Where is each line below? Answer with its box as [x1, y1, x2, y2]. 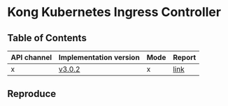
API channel [10, 53, 52, 62]
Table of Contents [7, 32, 87, 44]
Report [172, 53, 197, 62]
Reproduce [7, 88, 57, 100]
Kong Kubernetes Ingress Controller [7, 4, 222, 20]
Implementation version [58, 53, 140, 62]
